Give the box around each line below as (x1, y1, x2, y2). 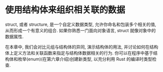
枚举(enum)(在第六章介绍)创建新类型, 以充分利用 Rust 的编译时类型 (18, 56, 153, 62)
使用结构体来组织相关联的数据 (5, 4, 126, 16)
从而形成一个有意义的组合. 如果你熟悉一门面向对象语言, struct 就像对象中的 (5, 27, 156, 33)
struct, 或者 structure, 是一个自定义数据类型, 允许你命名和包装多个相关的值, (5, 21, 157, 27)
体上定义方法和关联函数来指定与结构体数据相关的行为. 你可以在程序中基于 (5, 50, 153, 56)
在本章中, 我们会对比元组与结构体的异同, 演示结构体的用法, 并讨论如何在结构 (5, 44, 158, 50)
